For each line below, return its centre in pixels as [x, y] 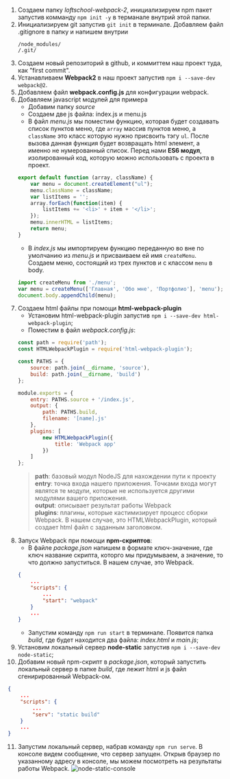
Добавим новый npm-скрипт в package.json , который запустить [112, 662]
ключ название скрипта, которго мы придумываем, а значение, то [125, 555]
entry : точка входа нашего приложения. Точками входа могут [126, 483]
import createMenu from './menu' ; [67, 283]
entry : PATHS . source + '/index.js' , [82, 399]
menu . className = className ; [72, 190]
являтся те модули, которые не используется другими [114, 491]
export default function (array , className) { [85, 178]
